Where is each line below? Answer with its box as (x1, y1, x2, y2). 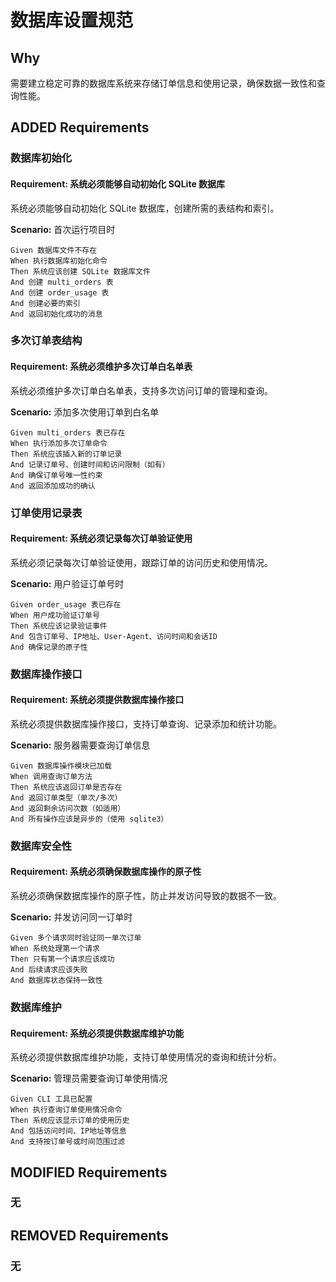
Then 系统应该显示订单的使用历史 (10, 1116, 130, 1126)
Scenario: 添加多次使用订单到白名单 (10, 406, 160, 418)
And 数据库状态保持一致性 (10, 976, 103, 986)
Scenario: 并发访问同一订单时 (10, 911, 133, 923)
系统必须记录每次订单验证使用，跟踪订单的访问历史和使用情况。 (10, 556, 273, 568)
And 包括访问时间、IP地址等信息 (10, 1126, 127, 1136)
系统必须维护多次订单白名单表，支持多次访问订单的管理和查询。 (10, 384, 273, 396)
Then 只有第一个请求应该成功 (10, 954, 115, 965)
